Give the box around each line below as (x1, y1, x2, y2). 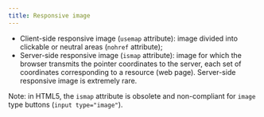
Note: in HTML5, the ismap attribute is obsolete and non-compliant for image (8, 91, 256, 100)
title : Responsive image (8, 11, 91, 20)
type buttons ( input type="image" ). (8, 99, 123, 109)
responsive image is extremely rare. (19, 76, 138, 85)
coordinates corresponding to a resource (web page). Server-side (19, 67, 236, 76)
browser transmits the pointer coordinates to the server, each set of (19, 59, 242, 68)
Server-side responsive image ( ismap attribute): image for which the (19, 50, 243, 60)
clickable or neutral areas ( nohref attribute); (19, 41, 163, 52)
